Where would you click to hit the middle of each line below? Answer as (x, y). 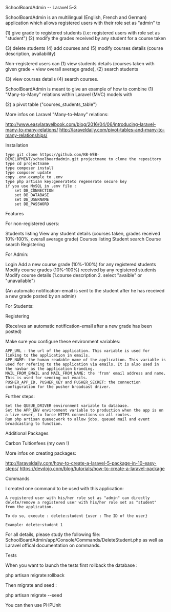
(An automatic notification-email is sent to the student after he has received (85, 291)
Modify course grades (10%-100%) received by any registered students (81, 270)
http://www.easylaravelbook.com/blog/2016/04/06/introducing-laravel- (81, 124)
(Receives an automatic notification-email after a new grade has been (79, 326)
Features (15, 214)
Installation (17, 145)
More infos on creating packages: (41, 453)
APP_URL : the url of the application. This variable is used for (78, 351)
